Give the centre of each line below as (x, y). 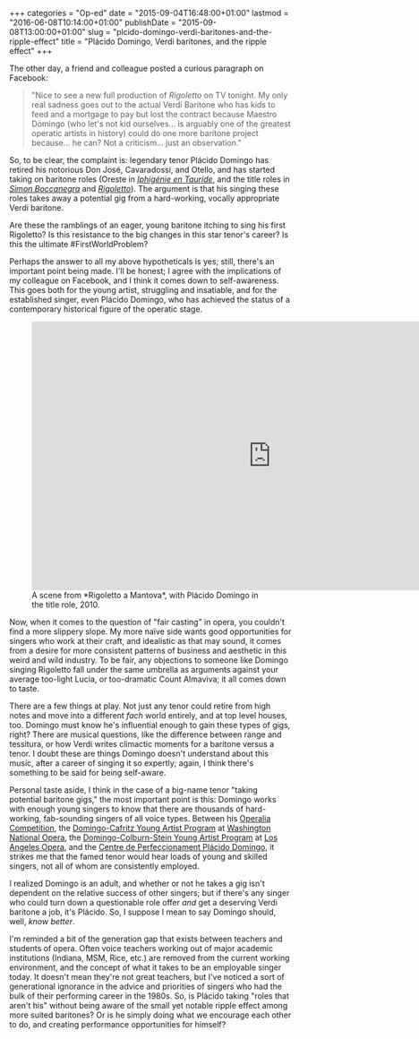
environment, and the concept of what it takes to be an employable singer (145, 967)
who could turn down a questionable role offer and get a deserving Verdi (143, 902)
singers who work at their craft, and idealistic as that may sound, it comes (145, 641)
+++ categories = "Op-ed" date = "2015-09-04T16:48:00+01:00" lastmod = (149, 13)
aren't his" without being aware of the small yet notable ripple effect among (149, 1005)
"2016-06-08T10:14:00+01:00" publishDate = (93, 22)
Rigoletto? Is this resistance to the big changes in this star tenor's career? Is (149, 235)
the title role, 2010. (66, 605)
